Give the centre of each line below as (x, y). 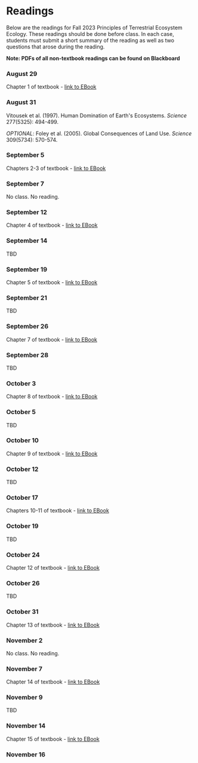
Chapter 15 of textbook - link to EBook (53, 739)
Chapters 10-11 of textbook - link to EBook (58, 510)
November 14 (26, 726)
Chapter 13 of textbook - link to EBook (53, 625)
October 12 (22, 469)
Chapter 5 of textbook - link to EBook (52, 282)
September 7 (25, 184)
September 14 (27, 241)
